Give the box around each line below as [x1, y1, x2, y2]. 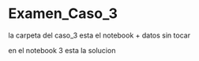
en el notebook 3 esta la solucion [8, 45, 116, 55]
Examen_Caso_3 [8, 5, 118, 23]
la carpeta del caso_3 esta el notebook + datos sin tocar [8, 30, 191, 40]
